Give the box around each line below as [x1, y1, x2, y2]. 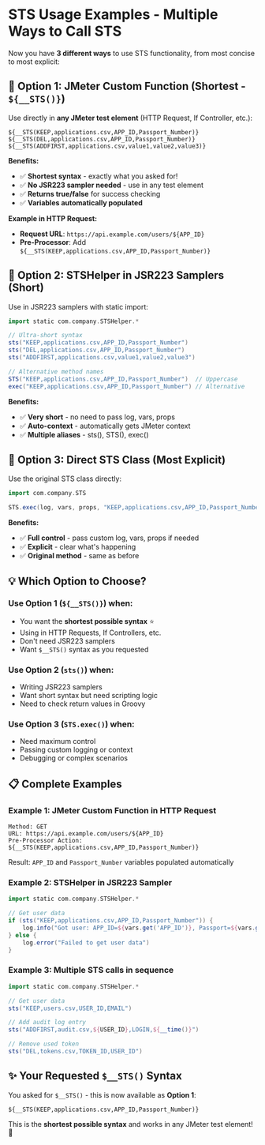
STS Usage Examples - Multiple [8, 6, 218, 24]
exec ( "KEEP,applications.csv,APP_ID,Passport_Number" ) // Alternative [8, 382, 245, 390]
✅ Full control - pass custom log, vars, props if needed [19, 533, 200, 542]
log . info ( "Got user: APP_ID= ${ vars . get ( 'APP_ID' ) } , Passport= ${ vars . [22, 924, 256, 933]
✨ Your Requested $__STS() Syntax [8, 1069, 183, 1083]
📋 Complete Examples [8, 777, 122, 790]
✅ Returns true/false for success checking [19, 189, 161, 198]
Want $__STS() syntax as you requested [19, 644, 149, 654]
